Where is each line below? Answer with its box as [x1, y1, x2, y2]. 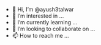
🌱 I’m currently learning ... [12, 19, 78, 26]
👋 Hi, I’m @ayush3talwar [12, 6, 75, 13]
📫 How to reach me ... [12, 32, 69, 39]
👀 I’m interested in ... [12, 12, 64, 19]
